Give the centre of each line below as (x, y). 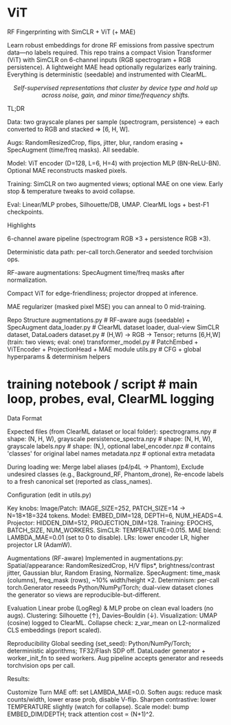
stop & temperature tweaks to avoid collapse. (71, 191)
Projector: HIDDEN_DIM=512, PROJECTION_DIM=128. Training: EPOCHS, (110, 522)
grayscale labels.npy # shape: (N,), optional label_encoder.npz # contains (111, 446)
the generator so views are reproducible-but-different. (84, 595)
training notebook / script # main (102, 385)
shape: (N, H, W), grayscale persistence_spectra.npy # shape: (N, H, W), (110, 438)
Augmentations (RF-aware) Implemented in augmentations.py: (95, 558)
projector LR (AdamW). (40, 544)
